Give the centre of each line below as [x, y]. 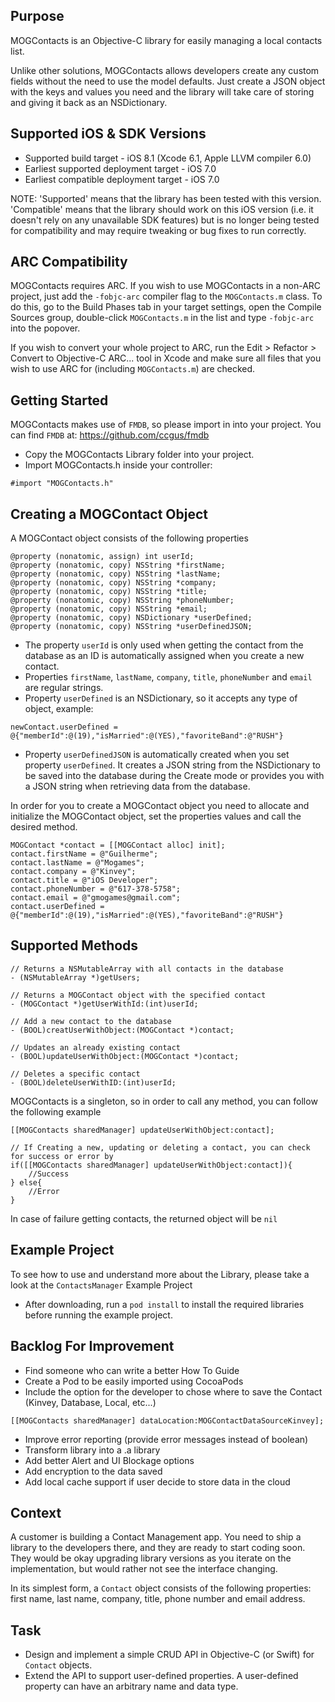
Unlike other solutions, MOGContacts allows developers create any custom [165, 70]
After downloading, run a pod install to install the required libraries [164, 1304]
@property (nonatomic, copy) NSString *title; [109, 592]
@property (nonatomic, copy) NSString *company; [113, 583]
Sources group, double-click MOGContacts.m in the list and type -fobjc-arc [162, 318]
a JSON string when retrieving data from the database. [137, 786]
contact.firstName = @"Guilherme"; [84, 854]
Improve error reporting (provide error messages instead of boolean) [166, 1439]
